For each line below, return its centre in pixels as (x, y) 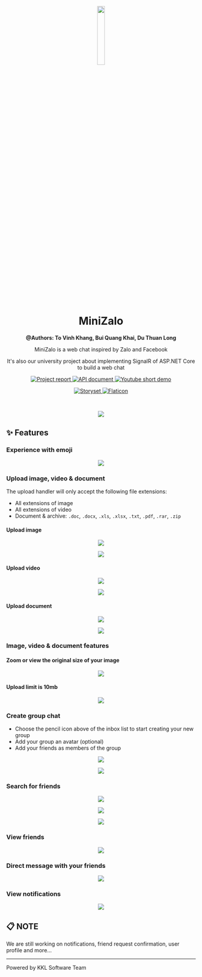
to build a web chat (101, 367)
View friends (26, 837)
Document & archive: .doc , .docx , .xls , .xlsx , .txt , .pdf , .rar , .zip (98, 516)
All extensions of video (43, 509)
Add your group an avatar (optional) (59, 742)
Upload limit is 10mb (32, 687)
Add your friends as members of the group (68, 748)
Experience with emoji (39, 450)
